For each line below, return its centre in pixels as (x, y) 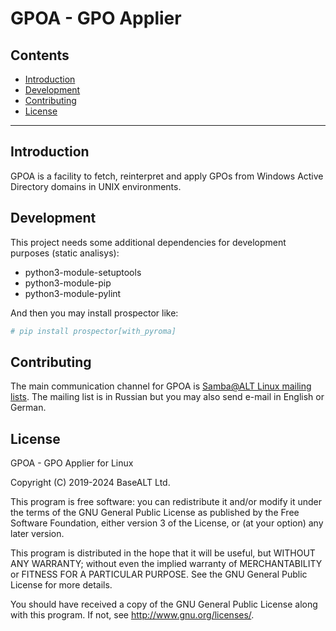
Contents (40, 55)
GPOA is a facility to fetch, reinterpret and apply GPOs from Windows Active (167, 176)
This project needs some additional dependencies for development (148, 242)
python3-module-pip (68, 283)
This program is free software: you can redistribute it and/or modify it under (166, 502)
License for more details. (61, 585)
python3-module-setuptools (83, 272)
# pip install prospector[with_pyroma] (93, 331)
